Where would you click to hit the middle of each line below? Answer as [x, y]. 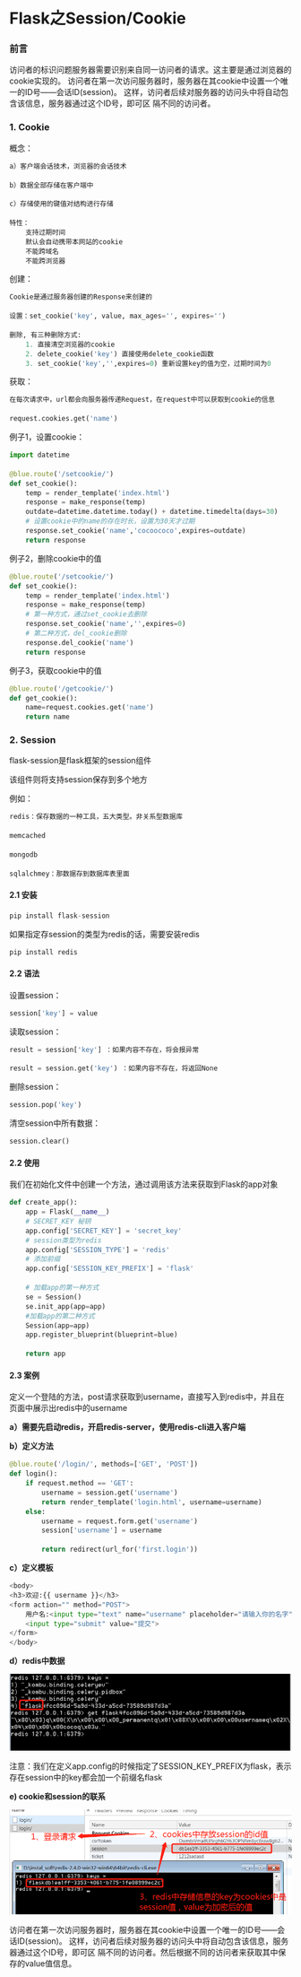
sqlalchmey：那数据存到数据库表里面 [69, 874]
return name [47, 717]
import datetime [39, 455]
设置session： [35, 995]
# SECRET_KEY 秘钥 [58, 1221]
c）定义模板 [31, 1568]
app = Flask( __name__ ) [68, 1212]
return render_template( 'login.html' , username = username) [152, 1502]
